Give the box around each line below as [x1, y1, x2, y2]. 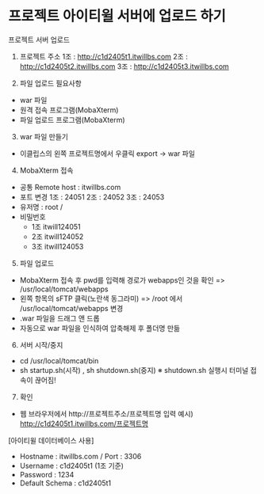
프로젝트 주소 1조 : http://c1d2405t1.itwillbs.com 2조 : [19, 51, 188, 61]
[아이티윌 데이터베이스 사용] [8, 435, 94, 445]
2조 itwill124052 [31, 231, 84, 241]
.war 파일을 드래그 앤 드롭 [19, 313, 101, 323]
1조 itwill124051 [31, 222, 81, 231]
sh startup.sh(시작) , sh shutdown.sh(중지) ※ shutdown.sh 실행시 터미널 [19, 365, 249, 374]
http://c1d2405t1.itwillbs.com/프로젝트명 [19, 419, 149, 428]
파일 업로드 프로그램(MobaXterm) [19, 115, 125, 124]
